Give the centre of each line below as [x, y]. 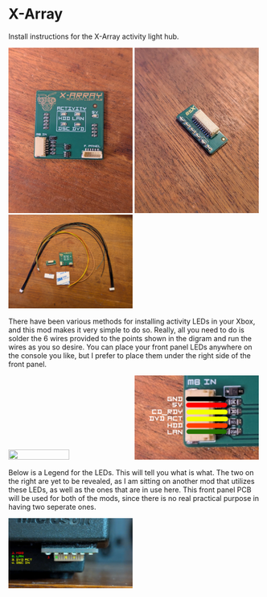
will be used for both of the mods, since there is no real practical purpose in [134, 498]
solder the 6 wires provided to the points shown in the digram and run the [130, 338]
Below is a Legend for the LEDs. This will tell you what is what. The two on [131, 472]
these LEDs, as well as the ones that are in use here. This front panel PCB [130, 490]
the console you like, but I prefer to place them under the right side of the [129, 355]
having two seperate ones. [52, 507]
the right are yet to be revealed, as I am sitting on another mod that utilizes [131, 481]
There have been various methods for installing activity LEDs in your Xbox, [132, 321]
